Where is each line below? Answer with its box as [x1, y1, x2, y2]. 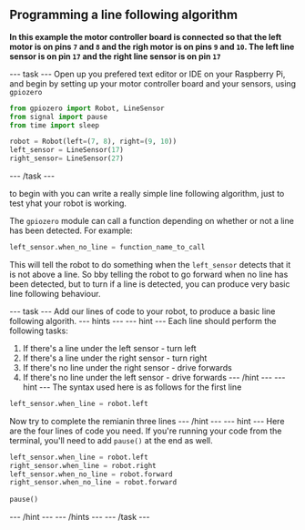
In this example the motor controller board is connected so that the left [9, 31, 282, 42]
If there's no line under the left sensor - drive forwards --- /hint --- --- [22, 372, 286, 382]
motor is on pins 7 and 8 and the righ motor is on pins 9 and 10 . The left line [9, 41, 295, 52]
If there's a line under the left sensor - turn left [22, 342, 197, 353]
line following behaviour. [9, 288, 101, 299]
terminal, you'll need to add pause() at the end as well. [9, 434, 213, 445]
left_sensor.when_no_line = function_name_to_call [9, 243, 206, 252]
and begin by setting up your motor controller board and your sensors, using [9, 77, 297, 89]
